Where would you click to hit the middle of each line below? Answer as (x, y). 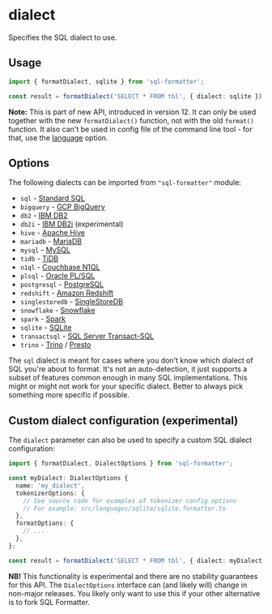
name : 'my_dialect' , (50, 485)
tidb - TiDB (39, 259)
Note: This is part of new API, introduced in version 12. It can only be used (132, 112)
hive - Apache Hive (52, 233)
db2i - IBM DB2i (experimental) (72, 224)
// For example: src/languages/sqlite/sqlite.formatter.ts (125, 509)
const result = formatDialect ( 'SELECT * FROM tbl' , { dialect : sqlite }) (136, 96)
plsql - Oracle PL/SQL (57, 276)
